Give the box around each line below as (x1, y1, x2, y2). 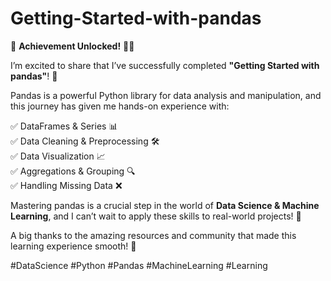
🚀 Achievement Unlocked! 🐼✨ (10, 40, 135, 52)
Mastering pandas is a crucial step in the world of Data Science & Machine (10, 199, 320, 211)
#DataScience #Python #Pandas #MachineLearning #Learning (10, 259, 268, 271)
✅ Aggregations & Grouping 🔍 (10, 165, 136, 177)
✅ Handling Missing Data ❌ (10, 179, 123, 191)
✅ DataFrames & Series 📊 (10, 120, 118, 132)
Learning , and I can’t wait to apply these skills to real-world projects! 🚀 (10, 210, 302, 222)
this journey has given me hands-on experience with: (10, 100, 230, 112)
